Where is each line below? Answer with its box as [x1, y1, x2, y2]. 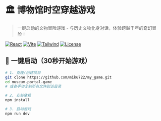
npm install [5, 98, 30, 103]
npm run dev [5, 111, 30, 116]
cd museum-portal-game [5, 79, 52, 84]
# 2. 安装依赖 [5, 93, 31, 98]
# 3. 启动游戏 [5, 107, 31, 112]
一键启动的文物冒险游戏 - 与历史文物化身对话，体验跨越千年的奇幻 [17, 25, 153, 31]
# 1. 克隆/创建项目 [5, 70, 41, 75]
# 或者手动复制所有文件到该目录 [5, 84, 61, 89]
